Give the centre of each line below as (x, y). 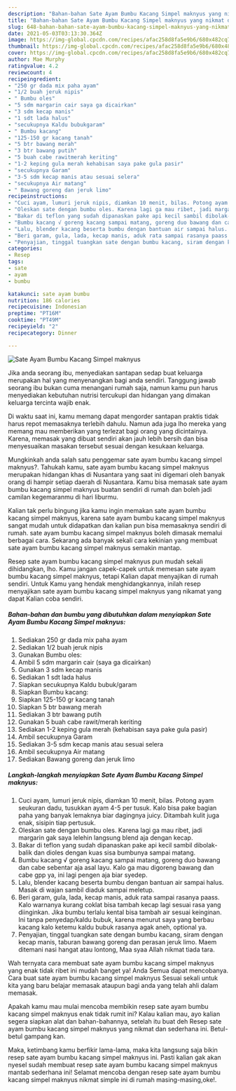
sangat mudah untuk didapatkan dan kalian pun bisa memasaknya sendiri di (117, 525)
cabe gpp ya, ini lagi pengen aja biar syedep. (83, 875)
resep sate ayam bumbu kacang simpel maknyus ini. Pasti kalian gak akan (114, 1057)
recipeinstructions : (38, 196)
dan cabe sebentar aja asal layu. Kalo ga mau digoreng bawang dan (116, 867)
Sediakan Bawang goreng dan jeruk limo (76, 759)
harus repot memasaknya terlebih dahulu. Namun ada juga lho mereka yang (117, 423)
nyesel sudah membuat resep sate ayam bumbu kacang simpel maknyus (113, 1064)
